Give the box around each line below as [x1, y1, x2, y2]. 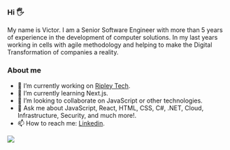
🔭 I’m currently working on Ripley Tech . [17, 81, 131, 90]
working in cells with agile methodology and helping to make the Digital [7, 40, 213, 49]
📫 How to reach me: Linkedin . [17, 119, 105, 127]
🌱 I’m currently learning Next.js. [17, 89, 108, 97]
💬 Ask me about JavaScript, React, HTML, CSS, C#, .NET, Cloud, [17, 103, 204, 112]
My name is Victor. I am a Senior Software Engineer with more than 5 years [7, 26, 223, 34]
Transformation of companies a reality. [7, 48, 119, 57]
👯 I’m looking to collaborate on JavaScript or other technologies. [17, 96, 203, 105]
